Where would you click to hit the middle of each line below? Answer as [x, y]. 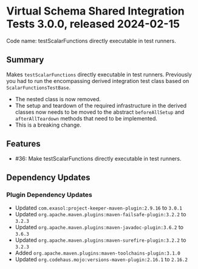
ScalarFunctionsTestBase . [39, 87]
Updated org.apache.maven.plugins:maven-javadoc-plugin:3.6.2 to [99, 227]
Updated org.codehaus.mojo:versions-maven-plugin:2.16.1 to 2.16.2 [101, 259]
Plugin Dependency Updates [49, 194]
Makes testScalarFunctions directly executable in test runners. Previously [99, 75]
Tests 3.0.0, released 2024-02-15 [93, 24]
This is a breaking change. [48, 125]
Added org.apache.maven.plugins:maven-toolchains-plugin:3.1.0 [97, 253]
